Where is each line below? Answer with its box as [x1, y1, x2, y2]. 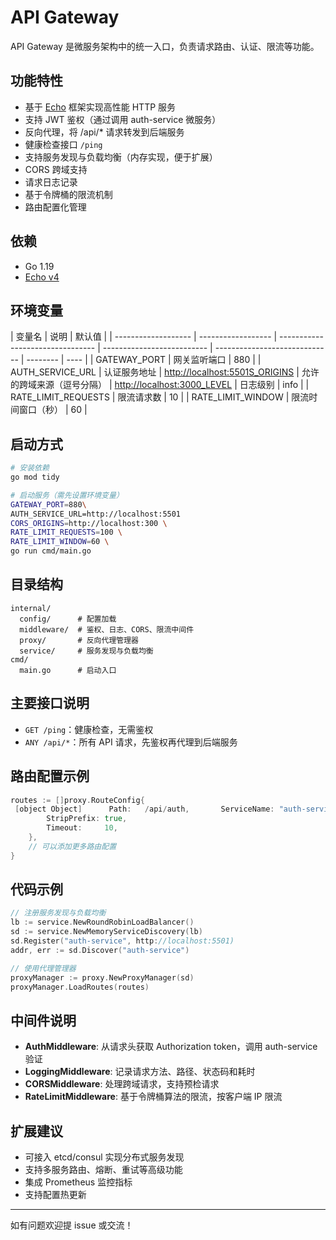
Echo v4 [24, 271, 60, 283]
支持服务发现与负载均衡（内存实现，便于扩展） [24, 151, 218, 163]
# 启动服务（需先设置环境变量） [10, 490, 124, 500]
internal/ [10, 603, 52, 613]
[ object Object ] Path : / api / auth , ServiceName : [14, 804, 275, 815]
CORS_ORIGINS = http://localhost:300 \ [10, 518, 168, 528]
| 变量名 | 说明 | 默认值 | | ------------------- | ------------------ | [10, 331, 278, 343]
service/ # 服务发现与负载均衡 [19, 646, 154, 656]
